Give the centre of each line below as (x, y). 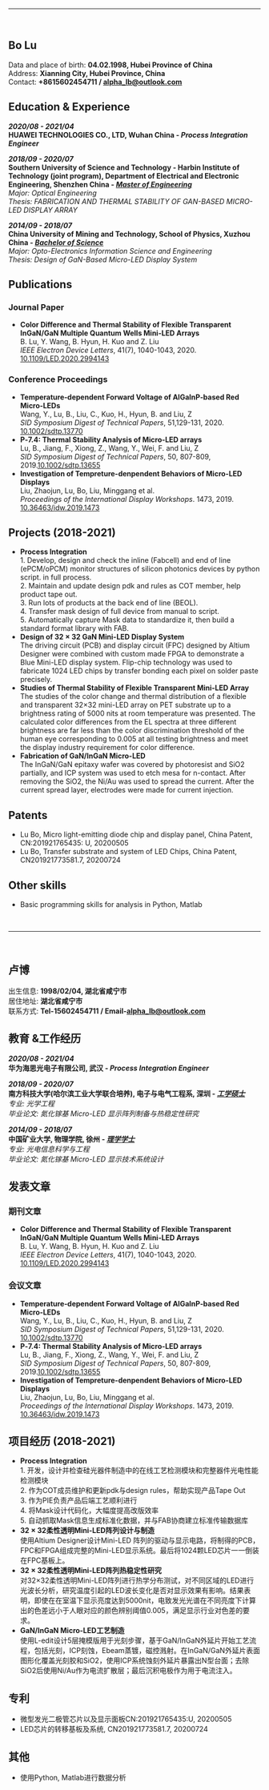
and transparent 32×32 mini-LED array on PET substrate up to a (125, 705)
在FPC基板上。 (44, 1560)
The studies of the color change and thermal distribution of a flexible (133, 696)
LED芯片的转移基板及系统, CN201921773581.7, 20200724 (114, 1729)
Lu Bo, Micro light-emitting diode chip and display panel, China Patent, (136, 835)
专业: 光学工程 (31, 1103)
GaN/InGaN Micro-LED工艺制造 (72, 1631)
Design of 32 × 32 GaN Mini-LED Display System (102, 637)
